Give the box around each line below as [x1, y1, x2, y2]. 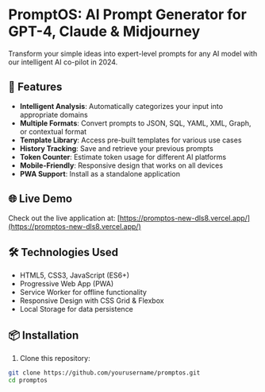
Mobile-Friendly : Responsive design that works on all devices [19, 161, 224, 170]
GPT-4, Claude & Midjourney [8, 22, 201, 41]
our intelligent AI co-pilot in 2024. [8, 57, 118, 67]
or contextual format [19, 126, 87, 136]
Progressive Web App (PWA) [19, 279, 114, 289]
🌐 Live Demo [8, 192, 73, 206]
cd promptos [8, 376, 48, 385]
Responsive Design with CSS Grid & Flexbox [19, 296, 164, 305]
